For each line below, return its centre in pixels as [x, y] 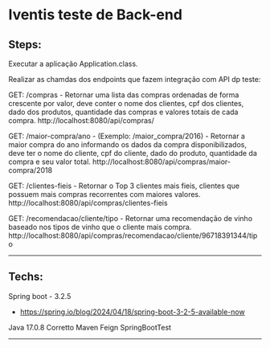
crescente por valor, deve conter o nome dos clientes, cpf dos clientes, [126, 103]
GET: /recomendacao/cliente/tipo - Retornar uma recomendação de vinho [131, 218]
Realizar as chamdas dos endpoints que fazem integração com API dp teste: [135, 79]
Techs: [26, 277]
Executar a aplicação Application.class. [73, 63]
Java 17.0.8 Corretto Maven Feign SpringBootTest [90, 327]
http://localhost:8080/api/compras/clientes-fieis [88, 203]
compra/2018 [31, 170]
